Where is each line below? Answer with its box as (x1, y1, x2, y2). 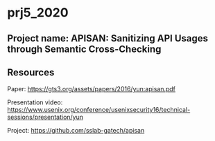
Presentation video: (7, 98, 63, 106)
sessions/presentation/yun (7, 113, 84, 122)
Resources (7, 66, 55, 78)
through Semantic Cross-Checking (7, 43, 162, 55)
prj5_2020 (7, 5, 69, 21)
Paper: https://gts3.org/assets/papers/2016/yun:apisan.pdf (7, 85, 175, 93)
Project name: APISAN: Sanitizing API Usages (7, 32, 209, 44)
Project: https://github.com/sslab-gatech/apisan (7, 126, 145, 135)
